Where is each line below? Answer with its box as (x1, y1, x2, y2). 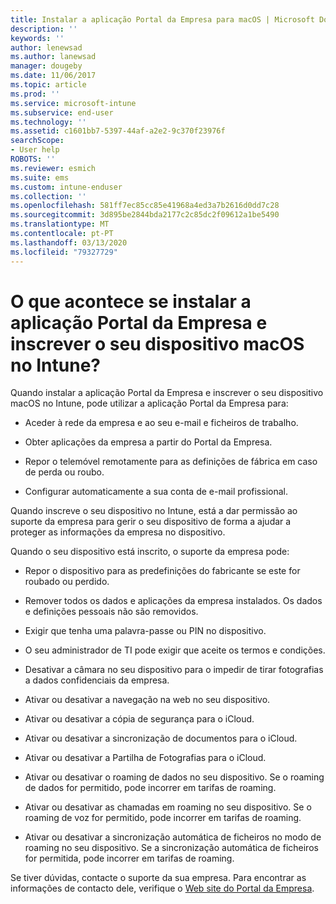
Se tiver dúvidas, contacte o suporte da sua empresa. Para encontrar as (10, 872, 307, 884)
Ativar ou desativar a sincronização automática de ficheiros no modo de (24, 831, 322, 843)
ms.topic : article (10, 80, 87, 90)
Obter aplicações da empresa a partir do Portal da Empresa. (24, 436, 273, 448)
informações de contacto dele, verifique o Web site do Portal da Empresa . (10, 882, 315, 895)
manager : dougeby (10, 61, 83, 71)
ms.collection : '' (10, 191, 87, 201)
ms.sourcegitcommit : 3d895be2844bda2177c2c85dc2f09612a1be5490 (10, 210, 280, 220)
